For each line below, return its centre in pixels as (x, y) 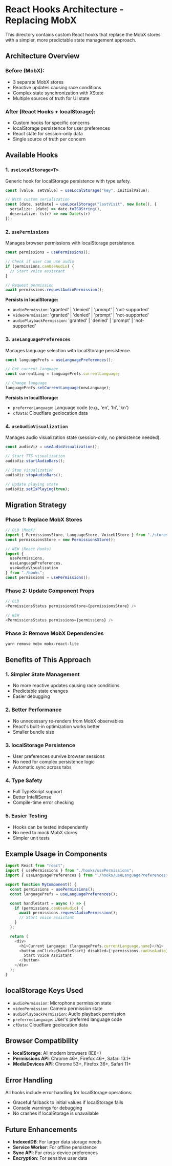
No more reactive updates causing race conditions (66, 686)
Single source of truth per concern (49, 139)
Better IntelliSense (32, 797)
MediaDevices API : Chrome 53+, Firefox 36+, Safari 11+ (72, 1064)
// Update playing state (32, 484)
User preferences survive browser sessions (59, 756)
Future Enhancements (41, 1129)
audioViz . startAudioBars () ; (35, 461)
